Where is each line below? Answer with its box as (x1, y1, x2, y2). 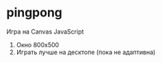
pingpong (6, 5, 63, 21)
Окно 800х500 (16, 40, 59, 49)
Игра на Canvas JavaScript (6, 27, 84, 36)
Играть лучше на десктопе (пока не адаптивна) (16, 48, 156, 56)
